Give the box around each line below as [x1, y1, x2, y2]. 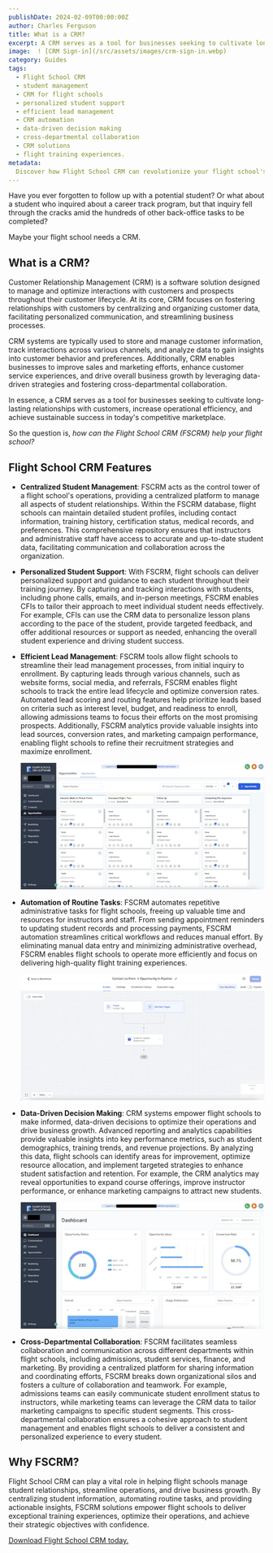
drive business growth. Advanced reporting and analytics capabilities [19, 1126, 253, 1135]
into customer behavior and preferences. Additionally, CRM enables [8, 354, 235, 363]
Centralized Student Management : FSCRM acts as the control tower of [19, 482, 260, 492]
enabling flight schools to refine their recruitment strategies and [19, 738, 234, 748]
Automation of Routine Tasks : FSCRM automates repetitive [19, 897, 221, 907]
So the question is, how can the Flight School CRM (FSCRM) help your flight [8, 428, 262, 438]
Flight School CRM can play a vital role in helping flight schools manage [8, 1477, 248, 1486]
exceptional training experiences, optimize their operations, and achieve [8, 1512, 250, 1521]
